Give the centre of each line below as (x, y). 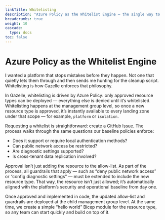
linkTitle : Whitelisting (31, 10)
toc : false (16, 37)
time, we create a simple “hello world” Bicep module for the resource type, (81, 207)
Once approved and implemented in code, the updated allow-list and (75, 196)
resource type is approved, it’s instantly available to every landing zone (77, 111)
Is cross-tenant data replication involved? (54, 156)
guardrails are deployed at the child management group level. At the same (80, 202)
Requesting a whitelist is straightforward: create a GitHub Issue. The (74, 126)
